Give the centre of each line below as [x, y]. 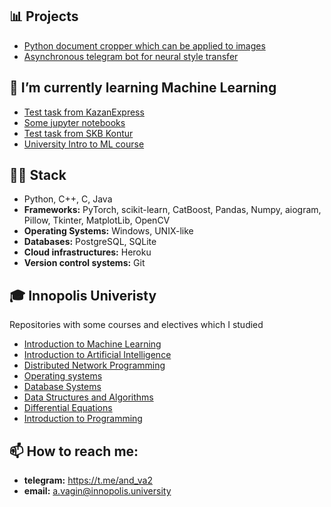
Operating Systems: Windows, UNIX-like [108, 231]
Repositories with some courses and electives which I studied [136, 325]
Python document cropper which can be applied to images [144, 45]
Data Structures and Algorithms [88, 397]
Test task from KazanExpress [84, 112]
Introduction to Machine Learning [92, 344]
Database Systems [62, 387]
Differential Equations [68, 408]
